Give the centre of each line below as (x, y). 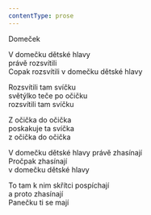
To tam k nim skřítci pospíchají (59, 185)
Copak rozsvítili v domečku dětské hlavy (75, 71)
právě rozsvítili (33, 63)
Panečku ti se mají (39, 202)
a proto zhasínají (36, 193)
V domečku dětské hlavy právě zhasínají (75, 152)
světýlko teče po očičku (48, 95)
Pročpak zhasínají (38, 161)
